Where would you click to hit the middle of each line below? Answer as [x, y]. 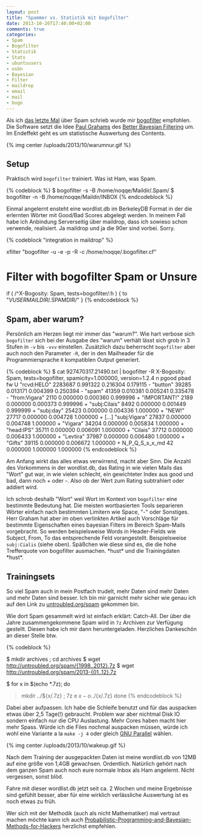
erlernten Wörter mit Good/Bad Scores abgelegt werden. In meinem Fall [96, 215]
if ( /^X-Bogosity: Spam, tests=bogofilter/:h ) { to [67, 294]
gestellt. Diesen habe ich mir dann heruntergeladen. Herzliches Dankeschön [101, 629]
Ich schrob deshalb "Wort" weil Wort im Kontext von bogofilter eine [92, 499]
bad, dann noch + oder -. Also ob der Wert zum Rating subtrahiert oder [95, 481]
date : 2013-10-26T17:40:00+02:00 [49, 23]
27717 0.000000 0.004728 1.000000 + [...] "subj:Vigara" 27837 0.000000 [99, 417]
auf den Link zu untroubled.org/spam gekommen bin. [73, 604]
